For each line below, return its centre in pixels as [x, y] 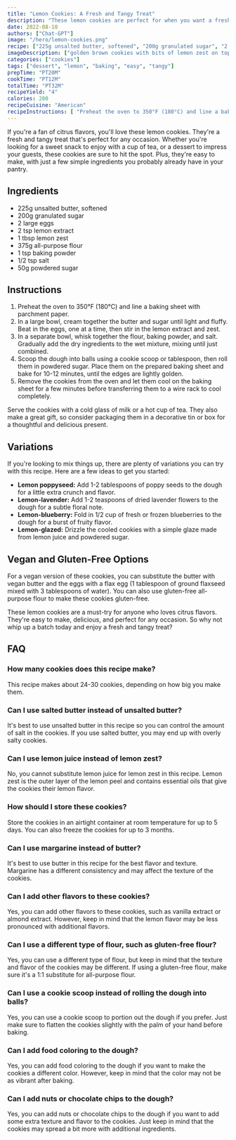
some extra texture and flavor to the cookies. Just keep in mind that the [111, 1122]
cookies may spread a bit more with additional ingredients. [92, 1129]
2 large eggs [35, 223]
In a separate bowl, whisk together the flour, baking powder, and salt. [117, 336]
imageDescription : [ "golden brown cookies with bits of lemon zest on [113, 53]
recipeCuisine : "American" [47, 105]
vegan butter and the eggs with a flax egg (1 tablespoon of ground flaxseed [116, 583]
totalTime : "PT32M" [36, 86]
